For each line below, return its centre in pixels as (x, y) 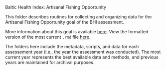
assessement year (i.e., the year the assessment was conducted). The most (83, 52)
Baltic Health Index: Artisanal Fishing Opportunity (56, 7)
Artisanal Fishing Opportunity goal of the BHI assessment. (65, 22)
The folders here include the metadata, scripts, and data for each (72, 46)
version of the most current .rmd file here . (48, 37)
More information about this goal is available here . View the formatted (77, 32)
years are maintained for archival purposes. (50, 62)
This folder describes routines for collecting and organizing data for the (79, 17)
